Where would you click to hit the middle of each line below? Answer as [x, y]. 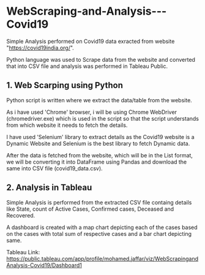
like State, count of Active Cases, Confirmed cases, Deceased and [90, 209]
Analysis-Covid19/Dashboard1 [44, 265]
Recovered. [21, 215]
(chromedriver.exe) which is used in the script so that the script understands [102, 118]
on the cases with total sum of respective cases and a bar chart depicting [99, 233]
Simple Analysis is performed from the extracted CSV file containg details [99, 202]
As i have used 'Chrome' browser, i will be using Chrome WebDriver [92, 112]
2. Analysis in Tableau [49, 188]
